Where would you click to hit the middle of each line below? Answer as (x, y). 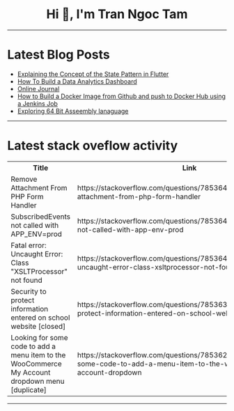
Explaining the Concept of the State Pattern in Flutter (93, 74)
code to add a (33, 346)
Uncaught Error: (37, 254)
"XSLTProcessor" (39, 271)
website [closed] (38, 326)
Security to (29, 291)
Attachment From (39, 187)
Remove (24, 179)
